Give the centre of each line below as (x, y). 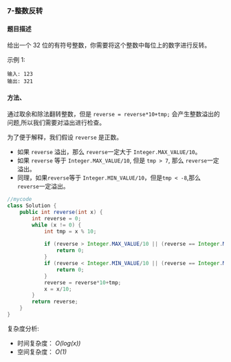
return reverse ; (55, 302)
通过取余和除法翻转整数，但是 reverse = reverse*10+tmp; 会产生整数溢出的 (113, 114)
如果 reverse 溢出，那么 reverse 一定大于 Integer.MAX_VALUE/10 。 (109, 152)
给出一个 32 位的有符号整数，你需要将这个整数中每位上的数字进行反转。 (109, 45)
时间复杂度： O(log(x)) (49, 343)
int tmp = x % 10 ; (70, 231)
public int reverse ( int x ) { (61, 212)
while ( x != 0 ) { (56, 225)
